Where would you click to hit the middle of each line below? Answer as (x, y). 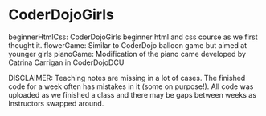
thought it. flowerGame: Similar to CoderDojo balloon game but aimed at (128, 45)
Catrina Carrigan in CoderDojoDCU (66, 62)
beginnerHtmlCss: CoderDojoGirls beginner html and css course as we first (133, 37)
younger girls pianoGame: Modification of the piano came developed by (127, 54)
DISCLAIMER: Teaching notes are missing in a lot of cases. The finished (127, 78)
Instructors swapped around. (56, 103)
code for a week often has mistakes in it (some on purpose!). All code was (131, 86)
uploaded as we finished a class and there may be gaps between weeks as (133, 94)
